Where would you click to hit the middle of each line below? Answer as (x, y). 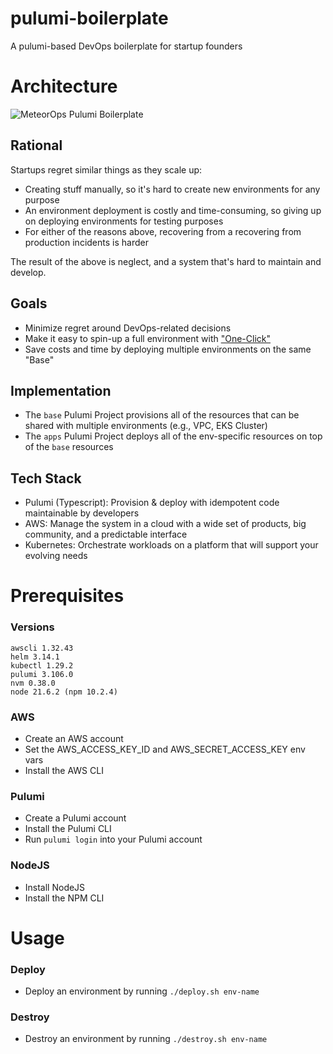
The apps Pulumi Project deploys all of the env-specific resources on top (173, 436)
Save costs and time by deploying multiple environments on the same (168, 349)
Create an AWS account (74, 738)
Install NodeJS (55, 887)
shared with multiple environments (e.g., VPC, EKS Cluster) (146, 426)
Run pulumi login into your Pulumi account (113, 839)
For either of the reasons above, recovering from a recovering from (163, 231)
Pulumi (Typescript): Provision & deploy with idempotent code (152, 503)
